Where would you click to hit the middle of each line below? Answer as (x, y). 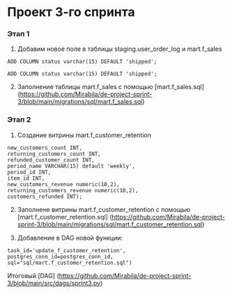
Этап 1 (18, 34)
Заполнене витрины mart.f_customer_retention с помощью (104, 209)
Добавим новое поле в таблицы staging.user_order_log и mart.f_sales (119, 49)
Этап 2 (19, 120)
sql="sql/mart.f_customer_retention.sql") (70, 263)
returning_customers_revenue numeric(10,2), (73, 190)
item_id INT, (26, 178)
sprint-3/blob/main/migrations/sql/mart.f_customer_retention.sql (110, 224)
